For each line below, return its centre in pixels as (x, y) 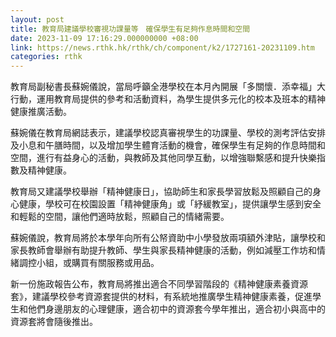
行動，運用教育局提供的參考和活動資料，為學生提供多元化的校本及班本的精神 (168, 99)
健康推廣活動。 (41, 112)
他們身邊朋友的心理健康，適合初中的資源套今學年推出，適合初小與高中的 (176, 309)
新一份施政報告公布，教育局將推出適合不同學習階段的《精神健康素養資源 (159, 284)
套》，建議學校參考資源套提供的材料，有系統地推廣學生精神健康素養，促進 (161, 297)
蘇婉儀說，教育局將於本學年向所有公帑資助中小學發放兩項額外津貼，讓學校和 (168, 238)
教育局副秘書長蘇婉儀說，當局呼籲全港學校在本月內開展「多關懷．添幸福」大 (168, 87)
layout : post (37, 19)
